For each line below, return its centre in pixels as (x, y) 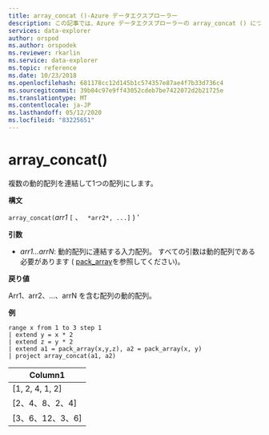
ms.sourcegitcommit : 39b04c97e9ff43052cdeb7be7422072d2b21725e (116, 90)
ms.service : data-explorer (53, 61)
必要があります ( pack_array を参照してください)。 (102, 261)
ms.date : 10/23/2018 (43, 75)
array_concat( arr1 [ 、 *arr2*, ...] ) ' (74, 217)
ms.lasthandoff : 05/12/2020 (55, 113)
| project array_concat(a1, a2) (62, 356)
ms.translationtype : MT (48, 98)
